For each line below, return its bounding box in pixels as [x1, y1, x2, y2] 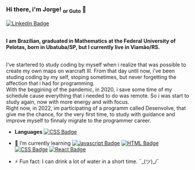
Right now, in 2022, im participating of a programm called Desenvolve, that [6, 105, 186, 112]
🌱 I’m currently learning [14, 140, 71, 147]
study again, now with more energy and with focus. [6, 98, 130, 105]
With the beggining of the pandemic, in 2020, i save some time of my [6, 86, 172, 93]
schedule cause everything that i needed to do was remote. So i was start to [6, 92, 190, 99]
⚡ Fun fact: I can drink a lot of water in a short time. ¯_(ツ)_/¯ [14, 158, 159, 165]
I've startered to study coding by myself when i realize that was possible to [6, 61, 187, 68]
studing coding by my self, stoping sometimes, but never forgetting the [6, 73, 177, 81]
